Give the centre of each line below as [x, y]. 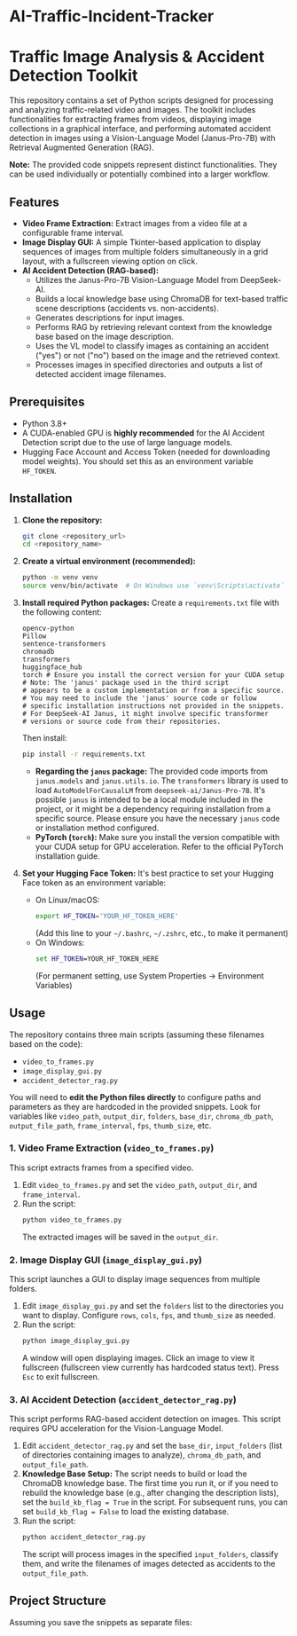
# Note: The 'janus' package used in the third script [125, 683]
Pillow [34, 636]
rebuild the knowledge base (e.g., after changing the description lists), [150, 1493]
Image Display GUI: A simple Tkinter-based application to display [141, 242]
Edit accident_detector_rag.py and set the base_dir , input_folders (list [152, 1446]
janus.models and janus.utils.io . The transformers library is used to [162, 780]
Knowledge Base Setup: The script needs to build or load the [135, 1474]
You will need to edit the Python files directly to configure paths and [135, 1097]
